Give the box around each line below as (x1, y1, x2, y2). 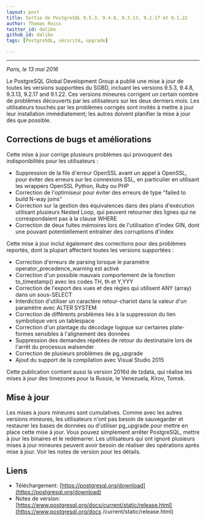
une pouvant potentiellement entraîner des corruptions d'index (15, 228, 174, 235)
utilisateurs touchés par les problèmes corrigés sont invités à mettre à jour (6, 104, 194, 111)
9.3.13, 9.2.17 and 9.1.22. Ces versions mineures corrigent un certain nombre (6, 90, 199, 98)
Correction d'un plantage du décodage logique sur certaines (15, 323, 169, 331)
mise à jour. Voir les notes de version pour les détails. (6, 448, 141, 455)
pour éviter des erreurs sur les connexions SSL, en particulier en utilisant (15, 176, 199, 183)
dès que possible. (6, 117, 51, 123)
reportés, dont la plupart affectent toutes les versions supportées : (6, 246, 174, 254)
